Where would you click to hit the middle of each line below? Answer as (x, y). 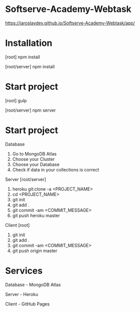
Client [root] (17, 225)
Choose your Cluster (34, 159)
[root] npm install (23, 57)
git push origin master (35, 251)
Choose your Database (36, 164)
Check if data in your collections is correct (56, 169)
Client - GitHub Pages (27, 304)
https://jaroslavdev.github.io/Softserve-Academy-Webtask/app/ (70, 23)
